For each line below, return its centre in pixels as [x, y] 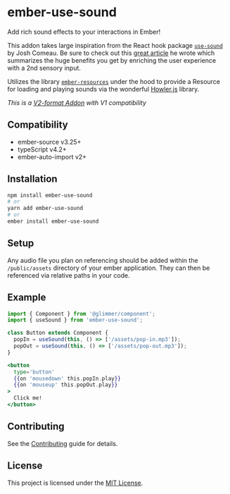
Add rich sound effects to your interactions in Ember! [84, 32]
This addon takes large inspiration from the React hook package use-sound [115, 45]
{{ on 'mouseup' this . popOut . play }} [66, 385]
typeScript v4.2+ [42, 149]
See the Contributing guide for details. [63, 443]
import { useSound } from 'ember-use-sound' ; [75, 320]
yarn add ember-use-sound [45, 209]
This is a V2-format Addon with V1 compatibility [77, 102]
